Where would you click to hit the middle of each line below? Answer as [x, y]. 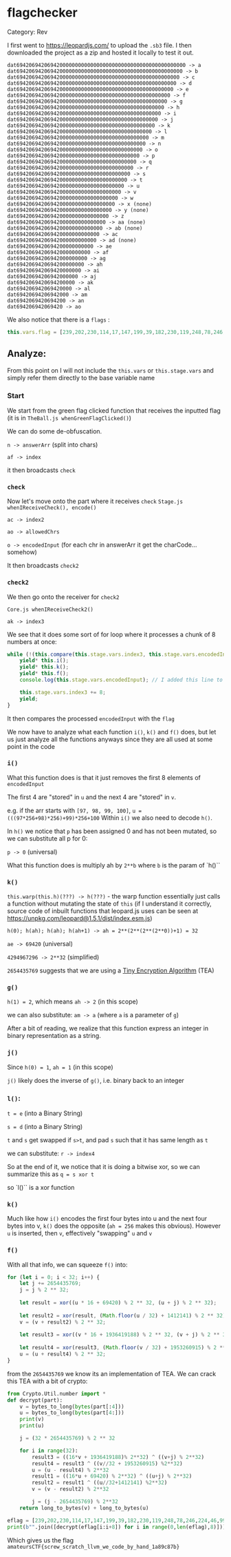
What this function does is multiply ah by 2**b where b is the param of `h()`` [114, 865]
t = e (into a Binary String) [45, 1113]
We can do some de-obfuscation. [55, 431]
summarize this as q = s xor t [51, 1174]
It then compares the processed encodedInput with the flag [91, 718]
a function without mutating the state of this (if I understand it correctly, [109, 904]
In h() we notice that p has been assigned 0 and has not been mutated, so [112, 831]
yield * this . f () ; [44, 674]
